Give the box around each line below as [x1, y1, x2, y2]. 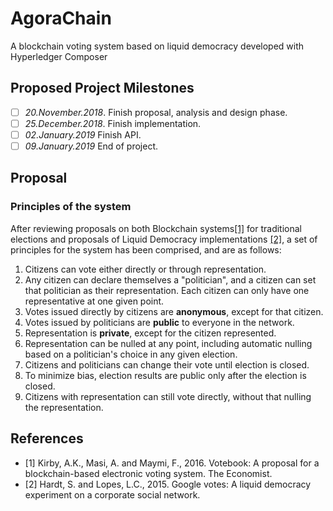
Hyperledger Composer [10, 50, 108, 62]
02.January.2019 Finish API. [24, 128, 142, 141]
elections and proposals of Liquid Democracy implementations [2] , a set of [10, 233, 318, 245]
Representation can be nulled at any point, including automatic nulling [24, 337, 313, 349]
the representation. [24, 401, 104, 413]
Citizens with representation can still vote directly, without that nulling [24, 390, 312, 402]
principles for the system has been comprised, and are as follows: [10, 243, 282, 256]
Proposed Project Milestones [10, 80, 195, 97]
